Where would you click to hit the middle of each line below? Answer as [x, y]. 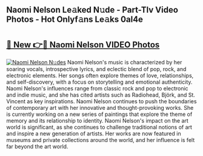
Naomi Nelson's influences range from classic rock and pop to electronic [98, 88]
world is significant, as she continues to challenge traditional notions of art [99, 127]
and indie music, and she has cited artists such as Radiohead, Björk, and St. [101, 95]
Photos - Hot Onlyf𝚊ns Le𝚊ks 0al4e [75, 20]
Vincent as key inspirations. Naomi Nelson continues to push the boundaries [101, 101]
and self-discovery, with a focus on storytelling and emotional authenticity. [99, 82]
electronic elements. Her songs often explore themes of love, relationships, [100, 76]
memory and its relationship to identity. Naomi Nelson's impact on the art [98, 120]
